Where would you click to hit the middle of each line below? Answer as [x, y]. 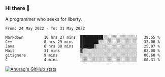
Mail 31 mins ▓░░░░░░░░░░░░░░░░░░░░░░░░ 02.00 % [82, 51]
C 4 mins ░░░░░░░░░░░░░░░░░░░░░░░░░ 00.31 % [82, 60]
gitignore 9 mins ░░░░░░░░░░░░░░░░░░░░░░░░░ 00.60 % [82, 56]
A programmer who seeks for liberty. [44, 19]
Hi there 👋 [18, 8]
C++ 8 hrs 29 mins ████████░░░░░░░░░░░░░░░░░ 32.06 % [82, 42]
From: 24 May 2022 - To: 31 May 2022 [45, 29]
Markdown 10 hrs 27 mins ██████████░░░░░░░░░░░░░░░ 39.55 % [82, 38]
